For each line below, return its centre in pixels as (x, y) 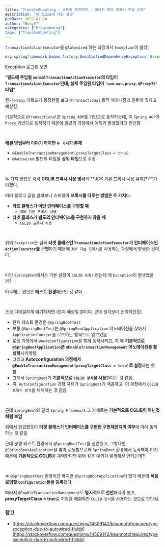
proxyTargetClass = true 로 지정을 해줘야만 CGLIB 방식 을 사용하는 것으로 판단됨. (82, 499)
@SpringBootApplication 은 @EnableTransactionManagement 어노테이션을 (82, 347)
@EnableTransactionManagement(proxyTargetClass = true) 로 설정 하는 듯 (83, 365)
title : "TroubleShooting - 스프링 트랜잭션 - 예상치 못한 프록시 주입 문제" (76, 10)
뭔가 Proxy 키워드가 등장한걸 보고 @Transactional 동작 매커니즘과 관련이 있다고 (81, 100)
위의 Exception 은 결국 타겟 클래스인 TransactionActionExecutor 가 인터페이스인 (82, 242)
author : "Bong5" (22, 23)
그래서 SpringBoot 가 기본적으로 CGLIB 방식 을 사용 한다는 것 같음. (73, 378)
